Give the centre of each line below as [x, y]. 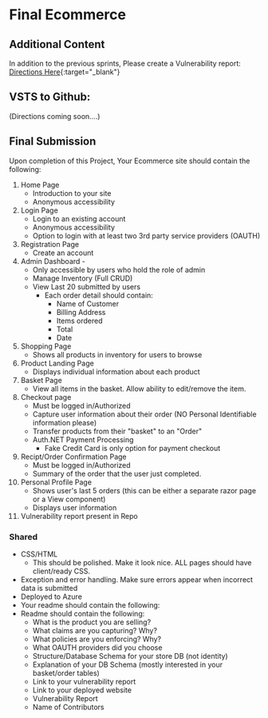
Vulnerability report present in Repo [79, 516]
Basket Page [41, 380]
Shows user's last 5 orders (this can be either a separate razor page [144, 490]
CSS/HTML [39, 554]
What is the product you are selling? [92, 622]
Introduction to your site [72, 193]
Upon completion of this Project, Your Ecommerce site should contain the [130, 161]
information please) [65, 422]
